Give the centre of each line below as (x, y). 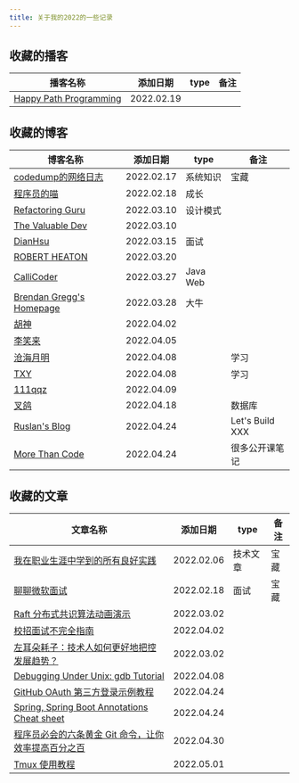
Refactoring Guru (50, 210)
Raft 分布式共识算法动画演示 (73, 614)
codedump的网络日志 (59, 177)
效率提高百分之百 (50, 748)
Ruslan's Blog (42, 426)
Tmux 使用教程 (44, 765)
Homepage (37, 309)
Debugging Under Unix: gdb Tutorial (89, 676)
